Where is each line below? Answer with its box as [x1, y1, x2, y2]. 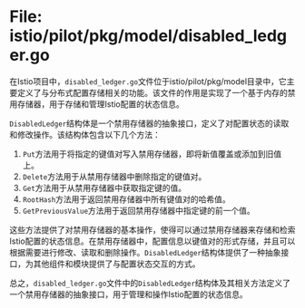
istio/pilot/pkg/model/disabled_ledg [9, 25, 288, 46]
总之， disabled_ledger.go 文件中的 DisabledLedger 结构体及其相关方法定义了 [9, 277, 291, 288]
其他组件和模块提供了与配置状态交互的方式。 [33, 258, 201, 269]
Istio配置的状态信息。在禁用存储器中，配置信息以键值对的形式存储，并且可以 [9, 236, 296, 246]
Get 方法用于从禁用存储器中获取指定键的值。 [22, 182, 187, 193]
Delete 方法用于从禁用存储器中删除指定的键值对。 [22, 170, 207, 182]
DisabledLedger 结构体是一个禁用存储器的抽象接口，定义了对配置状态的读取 [9, 118, 290, 129]
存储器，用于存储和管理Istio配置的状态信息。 [16, 98, 184, 110]
